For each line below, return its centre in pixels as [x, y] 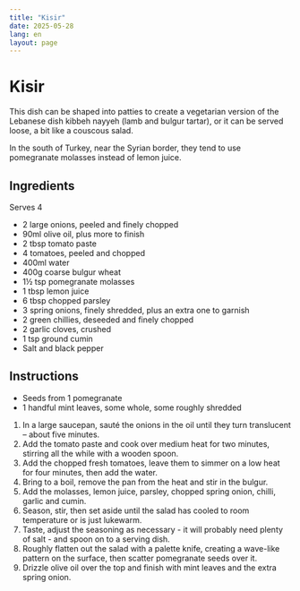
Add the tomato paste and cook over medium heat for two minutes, [146, 443]
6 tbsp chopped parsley [66, 300]
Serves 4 [26, 207]
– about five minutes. [61, 434]
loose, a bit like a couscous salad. [72, 131]
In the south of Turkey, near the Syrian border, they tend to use [125, 148]
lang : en [26, 34]
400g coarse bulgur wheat [71, 272]
